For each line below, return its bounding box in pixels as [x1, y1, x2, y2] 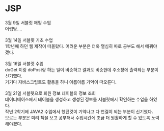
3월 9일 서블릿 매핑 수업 [5, 20, 51, 25]
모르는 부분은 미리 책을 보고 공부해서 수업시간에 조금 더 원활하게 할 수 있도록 [5, 114, 151, 120]
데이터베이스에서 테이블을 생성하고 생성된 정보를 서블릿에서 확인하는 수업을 [5, 96, 148, 102]
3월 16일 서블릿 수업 [5, 61, 44, 66]
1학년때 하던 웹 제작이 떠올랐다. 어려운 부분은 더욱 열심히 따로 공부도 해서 [5, 43, 144, 49]
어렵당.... [5, 25, 22, 32]
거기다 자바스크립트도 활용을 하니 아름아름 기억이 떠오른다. [5, 79, 117, 85]
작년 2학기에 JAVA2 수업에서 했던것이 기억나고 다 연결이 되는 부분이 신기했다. [5, 109, 153, 114]
